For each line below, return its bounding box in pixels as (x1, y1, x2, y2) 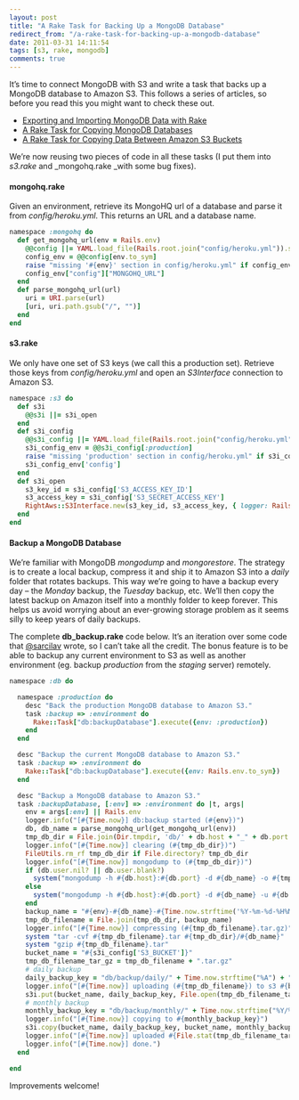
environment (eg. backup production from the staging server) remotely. (9, 660, 271, 671)
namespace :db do (9, 677, 74, 686)
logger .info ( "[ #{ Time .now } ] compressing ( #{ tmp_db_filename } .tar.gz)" (25, 924, 293, 933)
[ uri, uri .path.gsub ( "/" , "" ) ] (25, 302, 141, 312)
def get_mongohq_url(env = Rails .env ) (17, 236, 162, 245)
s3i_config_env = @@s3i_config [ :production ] (25, 444, 193, 452)
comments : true (9, 54, 66, 63)
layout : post (9, 12, 58, 22)
